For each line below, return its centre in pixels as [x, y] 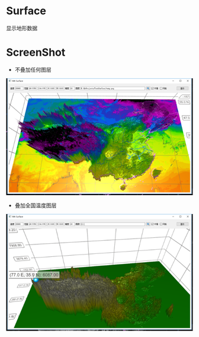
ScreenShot [36, 53]
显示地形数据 [22, 28]
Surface [26, 11]
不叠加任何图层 [33, 69]
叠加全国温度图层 [36, 205]
